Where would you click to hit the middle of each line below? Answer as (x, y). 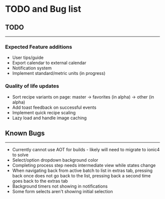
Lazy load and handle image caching (49, 118)
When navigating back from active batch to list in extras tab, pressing (82, 170)
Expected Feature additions (39, 47)
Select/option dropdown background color (55, 160)
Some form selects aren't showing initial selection (62, 192)
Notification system (32, 68)
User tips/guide (28, 58)
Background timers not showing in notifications (60, 186)
